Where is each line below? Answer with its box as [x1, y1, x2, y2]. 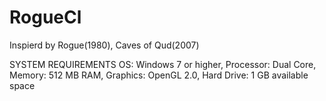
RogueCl [9, 6, 82, 29]
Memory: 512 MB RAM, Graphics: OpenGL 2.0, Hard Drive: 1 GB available [9, 69, 309, 81]
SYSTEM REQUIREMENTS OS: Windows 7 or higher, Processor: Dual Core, [9, 58, 317, 70]
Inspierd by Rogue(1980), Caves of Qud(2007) [9, 39, 200, 51]
